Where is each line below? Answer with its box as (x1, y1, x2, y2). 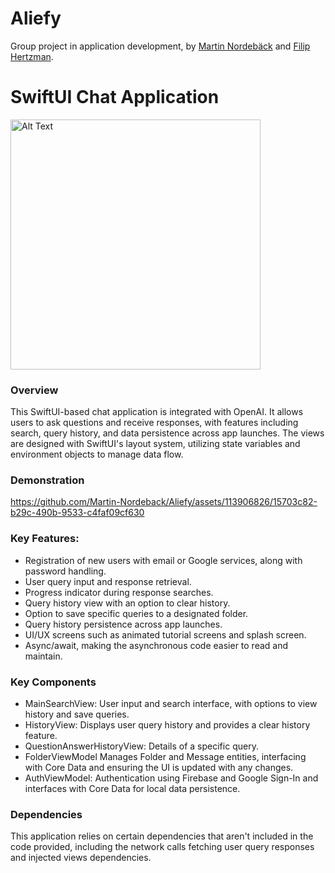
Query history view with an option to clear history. (24, 597, 231, 609)
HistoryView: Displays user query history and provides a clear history (24, 719, 311, 731)
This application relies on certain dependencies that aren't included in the (10, 830, 314, 842)
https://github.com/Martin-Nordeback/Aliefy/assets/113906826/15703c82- (10, 496, 318, 508)
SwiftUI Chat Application (10, 86, 220, 109)
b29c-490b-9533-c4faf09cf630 (10, 507, 145, 519)
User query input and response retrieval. (24, 575, 192, 587)
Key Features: (10, 532, 80, 546)
